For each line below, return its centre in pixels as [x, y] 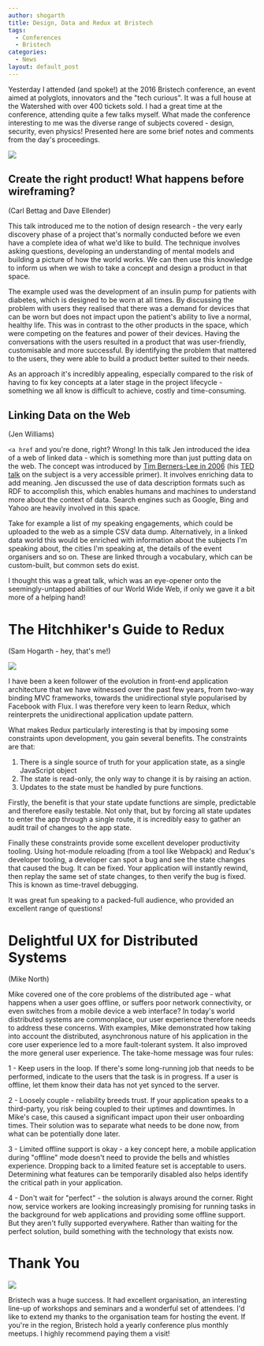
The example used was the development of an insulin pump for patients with [132, 291]
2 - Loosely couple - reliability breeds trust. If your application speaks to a [128, 1101]
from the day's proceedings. [54, 140]
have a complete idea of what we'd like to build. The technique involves [124, 242]
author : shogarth [37, 15]
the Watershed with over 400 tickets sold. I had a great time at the [115, 106]
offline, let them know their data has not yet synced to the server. [114, 1085]
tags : [17, 30]
